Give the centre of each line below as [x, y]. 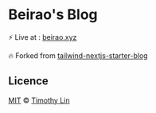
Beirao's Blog [53, 15]
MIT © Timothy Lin [39, 100]
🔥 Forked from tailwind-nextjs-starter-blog [78, 55]
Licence [29, 81]
